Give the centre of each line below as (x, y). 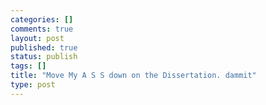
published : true (44, 47)
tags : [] (28, 66)
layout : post (37, 38)
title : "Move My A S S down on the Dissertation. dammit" (133, 76)
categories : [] (42, 19)
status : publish (44, 57)
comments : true (42, 29)
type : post (33, 85)
